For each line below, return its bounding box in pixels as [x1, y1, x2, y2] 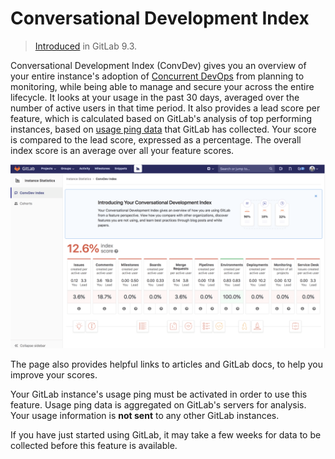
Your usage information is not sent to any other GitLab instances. [10, 410, 280, 422]
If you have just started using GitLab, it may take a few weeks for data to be [10, 429, 322, 441]
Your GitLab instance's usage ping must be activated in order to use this [10, 388, 308, 401]
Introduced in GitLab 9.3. [34, 40, 138, 52]
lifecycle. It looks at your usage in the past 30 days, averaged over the [10, 91, 300, 103]
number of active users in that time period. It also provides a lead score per [10, 102, 321, 114]
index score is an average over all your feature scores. [10, 144, 235, 156]
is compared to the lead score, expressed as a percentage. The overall [10, 133, 302, 146]
